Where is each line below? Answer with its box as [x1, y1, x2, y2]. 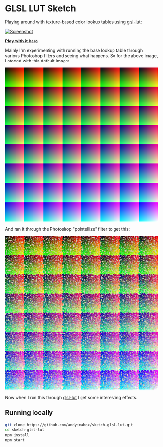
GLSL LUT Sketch [5, 3, 76, 14]
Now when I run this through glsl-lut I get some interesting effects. [5, 394, 138, 400]
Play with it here [5, 38, 38, 44]
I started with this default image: [5, 58, 69, 63]
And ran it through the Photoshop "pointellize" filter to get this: [5, 226, 130, 232]
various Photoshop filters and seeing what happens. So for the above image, [5, 52, 158, 59]
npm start [5, 438, 25, 443]
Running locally [5, 408, 53, 417]
